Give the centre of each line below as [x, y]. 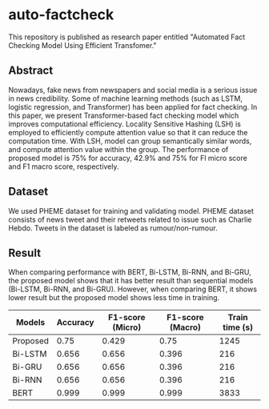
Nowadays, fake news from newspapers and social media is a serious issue [133, 90]
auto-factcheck [61, 15]
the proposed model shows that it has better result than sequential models [131, 281]
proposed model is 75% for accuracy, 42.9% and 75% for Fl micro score [128, 158]
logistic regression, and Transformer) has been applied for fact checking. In [133, 106]
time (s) [238, 327]
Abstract [31, 71]
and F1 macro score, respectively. [64, 166]
